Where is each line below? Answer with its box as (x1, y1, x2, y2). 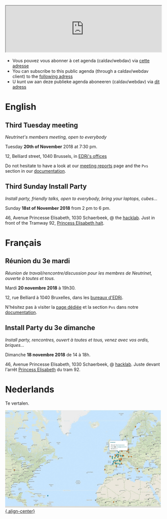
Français (5, 237, 42, 248)
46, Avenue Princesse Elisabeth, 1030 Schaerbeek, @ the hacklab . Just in (5, 215, 155, 221)
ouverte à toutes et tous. (5, 275, 55, 281)
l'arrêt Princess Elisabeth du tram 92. (5, 366, 81, 373)
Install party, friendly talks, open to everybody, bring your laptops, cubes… (5, 195, 158, 201)
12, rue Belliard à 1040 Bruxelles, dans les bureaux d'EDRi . (5, 294, 124, 300)
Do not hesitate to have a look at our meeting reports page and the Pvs (5, 163, 149, 169)
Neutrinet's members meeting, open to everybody (5, 134, 107, 140)
